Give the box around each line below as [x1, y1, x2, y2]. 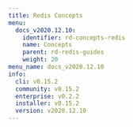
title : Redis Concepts [8, 11, 83, 20]
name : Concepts [22, 41, 73, 49]
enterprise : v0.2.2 [15, 92, 80, 100]
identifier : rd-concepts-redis [22, 33, 126, 42]
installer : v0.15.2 [15, 99, 80, 107]
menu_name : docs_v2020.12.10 [8, 63, 104, 71]
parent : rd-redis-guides [22, 48, 104, 56]
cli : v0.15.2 [15, 77, 59, 85]
